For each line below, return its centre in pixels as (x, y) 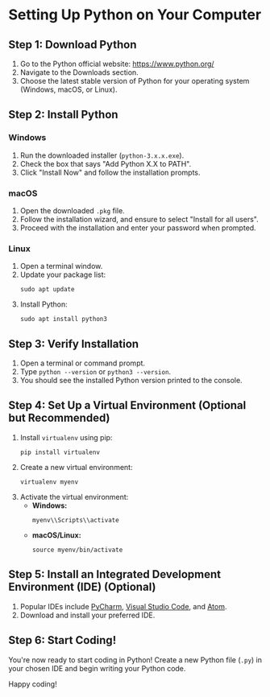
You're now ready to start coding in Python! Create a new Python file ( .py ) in (135, 660)
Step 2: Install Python (63, 115)
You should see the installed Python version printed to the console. (131, 381)
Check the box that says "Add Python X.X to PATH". (106, 163)
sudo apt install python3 (63, 320)
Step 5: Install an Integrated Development (115, 574)
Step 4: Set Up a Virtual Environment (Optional (127, 405)
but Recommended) (59, 418)
